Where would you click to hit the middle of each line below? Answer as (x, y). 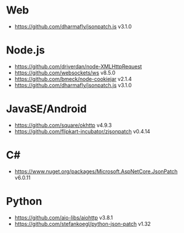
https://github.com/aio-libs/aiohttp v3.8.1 (64, 217)
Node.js (25, 50)
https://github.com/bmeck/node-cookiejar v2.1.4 (73, 79)
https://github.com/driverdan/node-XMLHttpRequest (78, 66)
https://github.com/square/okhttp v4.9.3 (63, 125)
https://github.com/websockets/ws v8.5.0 (65, 72)
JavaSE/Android (46, 109)
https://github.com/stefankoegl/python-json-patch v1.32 (83, 224)
